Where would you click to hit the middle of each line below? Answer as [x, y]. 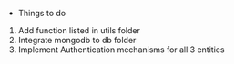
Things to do [42, 13]
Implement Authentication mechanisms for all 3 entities [121, 50]
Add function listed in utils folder [79, 30]
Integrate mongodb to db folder [77, 40]
